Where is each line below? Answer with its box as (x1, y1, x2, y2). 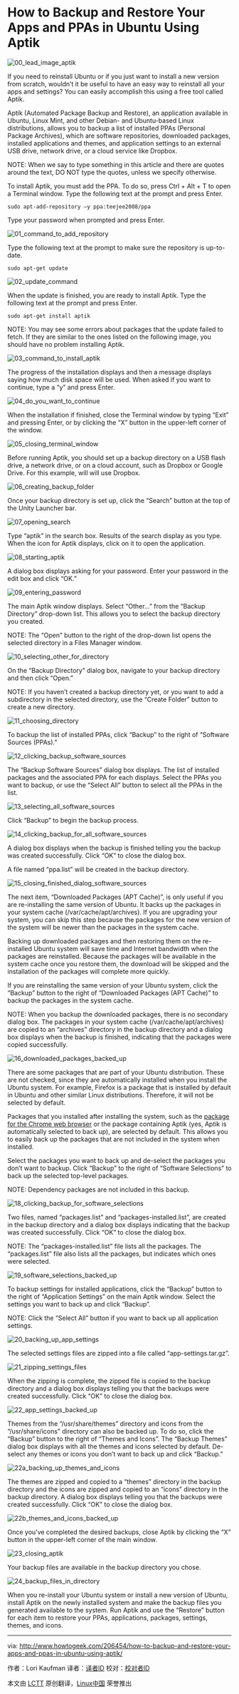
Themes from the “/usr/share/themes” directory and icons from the (7, 1419, 204, 1428)
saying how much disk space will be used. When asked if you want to (7, 375, 211, 384)
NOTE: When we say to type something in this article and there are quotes (7, 160, 225, 168)
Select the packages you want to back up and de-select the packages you (7, 1156, 225, 1165)
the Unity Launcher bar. (7, 504, 77, 512)
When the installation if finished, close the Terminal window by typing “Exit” (7, 410, 229, 419)
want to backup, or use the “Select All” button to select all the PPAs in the (7, 781, 223, 789)
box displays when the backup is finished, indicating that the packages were (7, 1033, 232, 1041)
